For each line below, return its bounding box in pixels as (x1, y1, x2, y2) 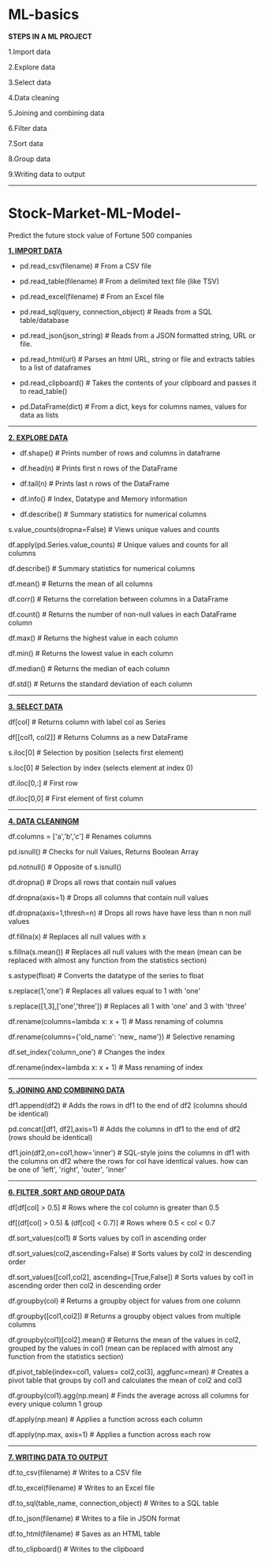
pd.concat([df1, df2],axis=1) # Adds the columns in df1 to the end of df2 (8, 1124, 241, 1134)
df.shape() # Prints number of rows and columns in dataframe (19, 448, 221, 457)
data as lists (19, 410, 59, 419)
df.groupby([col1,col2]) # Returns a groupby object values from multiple (8, 1311, 241, 1320)
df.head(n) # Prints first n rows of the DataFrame (19, 463, 178, 473)
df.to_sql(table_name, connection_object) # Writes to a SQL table (8, 1498, 219, 1507)
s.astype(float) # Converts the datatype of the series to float (8, 970, 204, 980)
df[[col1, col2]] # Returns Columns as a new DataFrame (8, 732, 188, 741)
